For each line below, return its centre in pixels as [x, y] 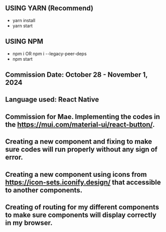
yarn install [24, 20]
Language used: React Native [52, 100]
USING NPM [24, 41]
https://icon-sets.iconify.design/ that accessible [83, 182]
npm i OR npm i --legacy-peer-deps [49, 53]
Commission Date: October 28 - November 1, [76, 75]
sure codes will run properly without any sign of [81, 149]
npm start [22, 59]
